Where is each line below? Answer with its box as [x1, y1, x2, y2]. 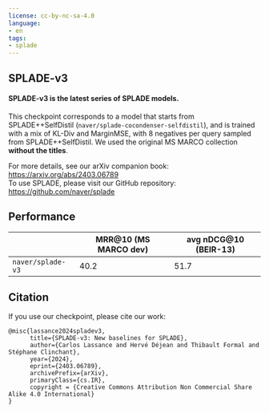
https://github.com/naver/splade [8, 186, 115, 196]
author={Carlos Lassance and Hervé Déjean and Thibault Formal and [29, 342, 260, 350]
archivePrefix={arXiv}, [29, 370, 110, 378]
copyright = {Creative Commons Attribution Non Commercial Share [29, 383, 252, 391]
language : [8, 19, 42, 27]
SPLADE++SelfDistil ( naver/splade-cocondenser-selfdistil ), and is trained [8, 119, 255, 129]
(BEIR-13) [195, 244, 236, 255]
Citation [8, 290, 50, 304]
